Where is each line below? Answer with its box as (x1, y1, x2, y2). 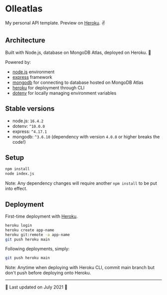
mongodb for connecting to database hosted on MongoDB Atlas (12, 79, 144, 85)
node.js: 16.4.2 (12, 118, 44, 124)
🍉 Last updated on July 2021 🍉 (5, 284, 68, 290)
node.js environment (12, 68, 55, 75)
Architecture (5, 36, 46, 45)
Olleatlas (5, 3, 43, 14)
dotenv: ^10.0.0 (12, 123, 45, 129)
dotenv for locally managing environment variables (12, 90, 117, 96)
